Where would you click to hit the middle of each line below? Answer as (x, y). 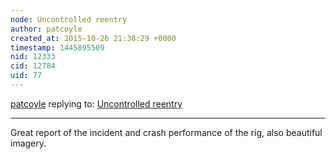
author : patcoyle (46, 29)
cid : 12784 (33, 66)
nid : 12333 (33, 57)
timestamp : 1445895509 (57, 47)
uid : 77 (26, 76)
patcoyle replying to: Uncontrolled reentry (96, 103)
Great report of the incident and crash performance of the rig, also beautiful (166, 132)
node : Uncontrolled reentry (69, 19)
